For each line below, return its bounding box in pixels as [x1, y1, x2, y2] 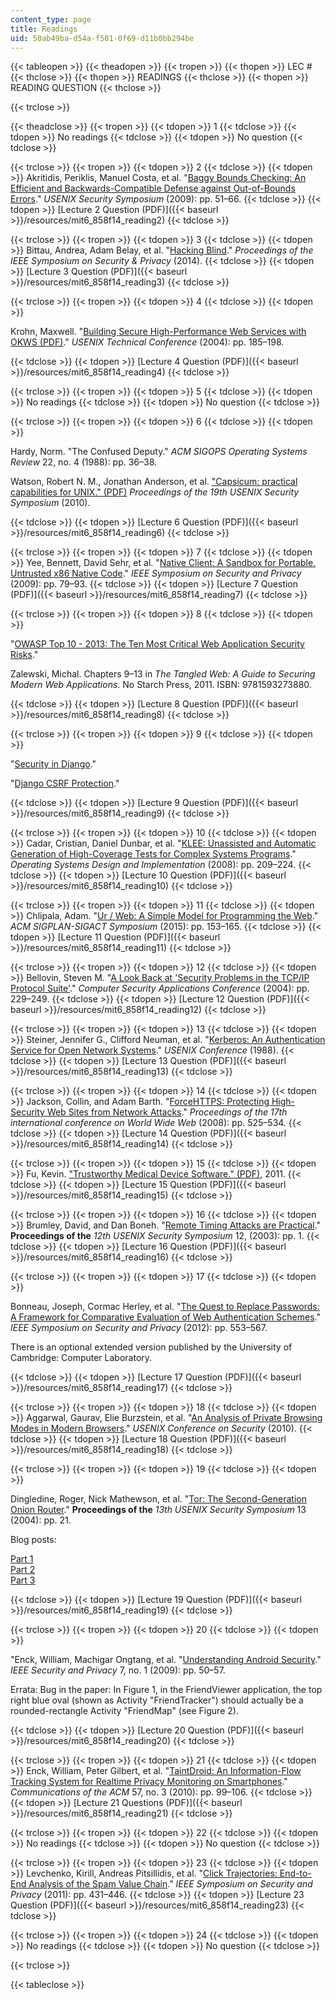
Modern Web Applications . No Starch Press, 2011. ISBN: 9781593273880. [10, 679, 312, 691]
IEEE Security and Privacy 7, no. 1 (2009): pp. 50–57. [10, 1664, 226, 1676]
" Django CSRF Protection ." [10, 777, 120, 790]
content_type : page [10, 14, 92, 25]
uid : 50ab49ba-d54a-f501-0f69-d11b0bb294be [10, 33, 195, 43]
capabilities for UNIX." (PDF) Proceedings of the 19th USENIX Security [10, 486, 300, 498]
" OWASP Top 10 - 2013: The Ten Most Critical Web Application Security [10, 638, 305, 650]
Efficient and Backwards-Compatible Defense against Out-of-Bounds [10, 182, 296, 195]
